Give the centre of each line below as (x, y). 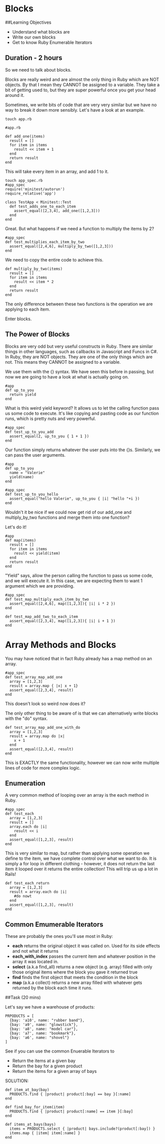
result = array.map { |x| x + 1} (44, 686)
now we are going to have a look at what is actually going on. (67, 377)
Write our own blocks (34, 37)
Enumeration (25, 783)
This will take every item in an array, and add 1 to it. (57, 171)
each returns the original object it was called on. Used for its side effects (86, 946)
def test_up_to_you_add (30, 432)
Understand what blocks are (41, 32)
